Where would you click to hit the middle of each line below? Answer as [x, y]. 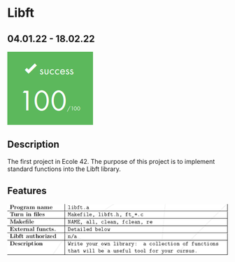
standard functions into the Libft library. [64, 169]
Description [33, 145]
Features [27, 191]
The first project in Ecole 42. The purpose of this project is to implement [111, 161]
